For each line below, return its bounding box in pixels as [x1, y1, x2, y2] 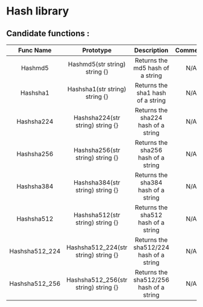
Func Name [18, 46, 52, 54]
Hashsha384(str [73, 179, 121, 186]
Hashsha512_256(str [66, 276, 128, 284]
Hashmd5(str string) [68, 60, 126, 68]
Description [134, 46, 169, 54]
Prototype [82, 46, 112, 54]
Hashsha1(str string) [67, 85, 127, 93]
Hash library [6, 4, 69, 18]
